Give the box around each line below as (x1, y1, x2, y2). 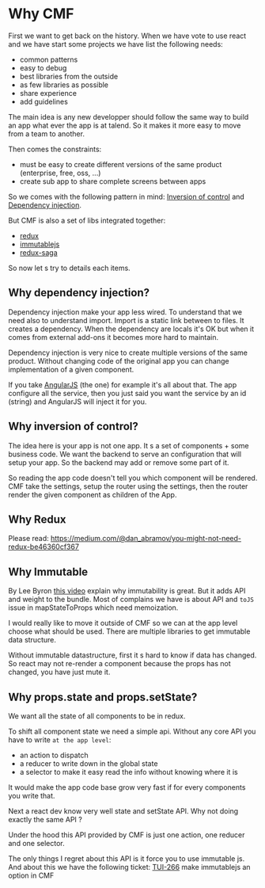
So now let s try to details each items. (8, 263, 131, 272)
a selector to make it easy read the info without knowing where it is (19, 768, 239, 776)
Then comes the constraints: (8, 144, 102, 154)
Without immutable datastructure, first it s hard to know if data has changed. (8, 650, 257, 660)
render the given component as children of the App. (8, 490, 177, 499)
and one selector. (8, 839, 65, 848)
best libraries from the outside (19, 71, 119, 81)
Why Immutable (8, 565, 89, 578)
